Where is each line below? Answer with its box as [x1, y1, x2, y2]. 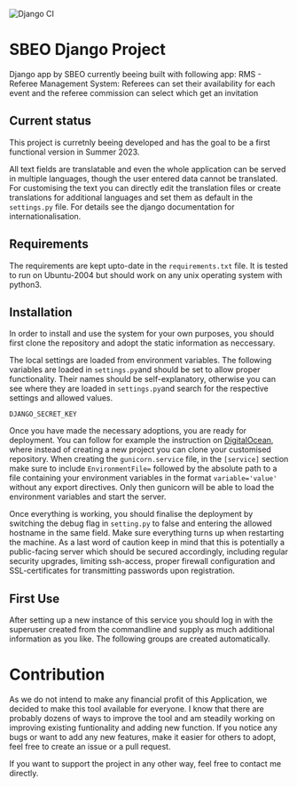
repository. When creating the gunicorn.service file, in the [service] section [9, 454, 289, 465]
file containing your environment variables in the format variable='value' [9, 473, 277, 483]
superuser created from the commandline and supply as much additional [9, 624, 275, 635]
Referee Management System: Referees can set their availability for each [9, 78, 276, 89]
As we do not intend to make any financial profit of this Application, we [9, 694, 268, 705]
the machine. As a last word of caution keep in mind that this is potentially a [9, 537, 285, 548]
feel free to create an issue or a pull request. [9, 742, 171, 752]
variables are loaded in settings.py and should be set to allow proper [9, 364, 261, 375]
